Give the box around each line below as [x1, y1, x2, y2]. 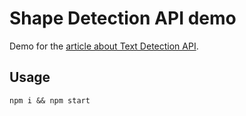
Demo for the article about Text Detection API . [9, 40, 199, 52]
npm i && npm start [9, 95, 91, 106]
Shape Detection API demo [9, 7, 237, 30]
